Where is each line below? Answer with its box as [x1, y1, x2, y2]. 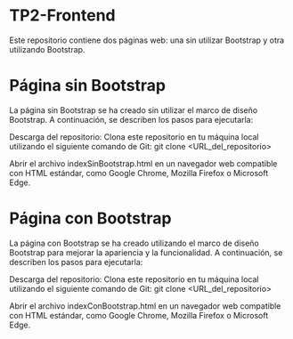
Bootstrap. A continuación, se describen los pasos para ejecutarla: [9, 114, 254, 125]
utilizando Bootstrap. [9, 44, 85, 54]
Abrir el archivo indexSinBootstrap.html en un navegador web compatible [9, 157, 278, 169]
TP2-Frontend [9, 5, 116, 26]
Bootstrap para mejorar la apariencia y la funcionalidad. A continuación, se [9, 246, 283, 258]
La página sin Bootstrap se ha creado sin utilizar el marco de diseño [9, 104, 258, 116]
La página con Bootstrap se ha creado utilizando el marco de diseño [9, 238, 260, 248]
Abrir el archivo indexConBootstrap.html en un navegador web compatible [9, 300, 281, 311]
